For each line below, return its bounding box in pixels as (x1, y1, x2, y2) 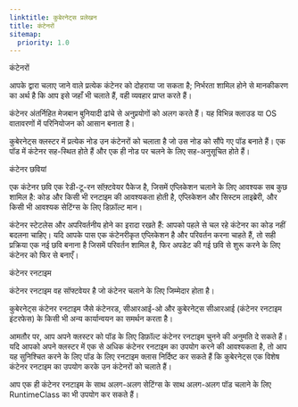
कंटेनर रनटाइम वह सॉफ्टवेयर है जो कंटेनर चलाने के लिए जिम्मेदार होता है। (9, 286, 216, 296)
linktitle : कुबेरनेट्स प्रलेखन (9, 12, 97, 22)
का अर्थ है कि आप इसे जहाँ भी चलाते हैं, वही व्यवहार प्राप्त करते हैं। (9, 90, 193, 101)
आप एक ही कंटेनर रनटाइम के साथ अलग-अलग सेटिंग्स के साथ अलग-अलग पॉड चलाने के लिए (9, 379, 272, 390)
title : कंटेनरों (9, 21, 55, 30)
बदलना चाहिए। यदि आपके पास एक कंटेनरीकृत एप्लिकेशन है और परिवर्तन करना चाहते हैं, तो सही (9, 229, 277, 241)
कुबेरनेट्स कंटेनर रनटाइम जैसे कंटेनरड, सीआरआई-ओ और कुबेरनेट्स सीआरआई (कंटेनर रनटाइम (9, 303, 283, 314)
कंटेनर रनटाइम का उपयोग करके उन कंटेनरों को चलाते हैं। (9, 361, 172, 372)
